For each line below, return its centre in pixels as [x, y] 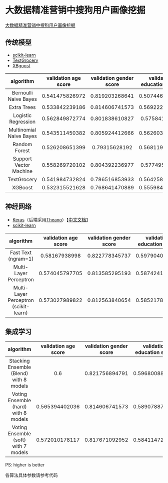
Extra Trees [22, 107]
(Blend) [19, 374]
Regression [22, 122]
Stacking [19, 361]
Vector [22, 165]
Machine [22, 171]
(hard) [19, 407]
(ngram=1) [21, 259]
